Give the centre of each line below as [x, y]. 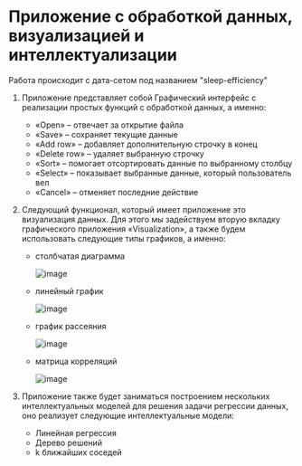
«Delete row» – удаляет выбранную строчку [119, 153]
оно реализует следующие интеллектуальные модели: [127, 415]
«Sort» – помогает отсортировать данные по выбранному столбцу [164, 163]
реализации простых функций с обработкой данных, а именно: [144, 107]
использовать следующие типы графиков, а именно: [124, 238]
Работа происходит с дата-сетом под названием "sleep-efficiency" [138, 80]
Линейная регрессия [75, 433]
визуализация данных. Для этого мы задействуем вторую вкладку [151, 219]
